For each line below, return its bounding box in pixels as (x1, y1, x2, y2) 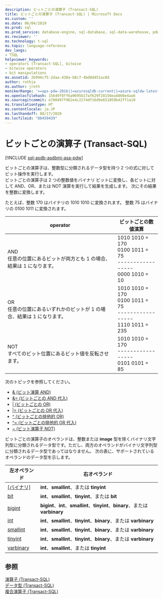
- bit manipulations (5, 71, 47, 75)
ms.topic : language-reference (5, 43, 66, 48)
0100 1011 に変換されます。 (14, 206, 69, 211)
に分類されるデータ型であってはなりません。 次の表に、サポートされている (5, 448, 154, 454)
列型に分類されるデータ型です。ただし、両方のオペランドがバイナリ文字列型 (5, 442, 158, 448)
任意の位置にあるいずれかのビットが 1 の (7, 305, 101, 312)
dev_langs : (5, 48, 27, 53)
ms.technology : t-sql (5, 39, 49, 44)
